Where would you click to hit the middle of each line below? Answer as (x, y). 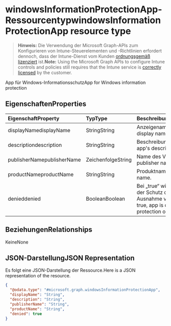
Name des (149, 156)
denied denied (24, 199)
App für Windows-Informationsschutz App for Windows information (76, 82)
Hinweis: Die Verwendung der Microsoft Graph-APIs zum (78, 45)
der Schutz (150, 192)
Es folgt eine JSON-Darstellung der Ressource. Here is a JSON (70, 270)
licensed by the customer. (45, 72)
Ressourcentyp (38, 20)
